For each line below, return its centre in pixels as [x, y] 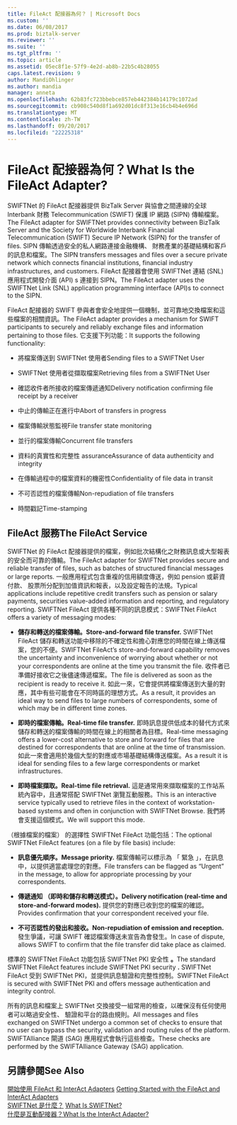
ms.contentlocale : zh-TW [44, 119]
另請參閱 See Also [46, 1070]
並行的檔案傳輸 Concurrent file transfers [75, 441]
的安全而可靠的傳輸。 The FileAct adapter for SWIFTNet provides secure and [118, 560]
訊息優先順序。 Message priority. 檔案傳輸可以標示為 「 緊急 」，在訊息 [121, 857]
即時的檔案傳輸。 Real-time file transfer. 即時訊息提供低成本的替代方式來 [123, 723]
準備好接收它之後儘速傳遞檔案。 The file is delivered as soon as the [115, 675]
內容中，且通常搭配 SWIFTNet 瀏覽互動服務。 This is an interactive [120, 795]
